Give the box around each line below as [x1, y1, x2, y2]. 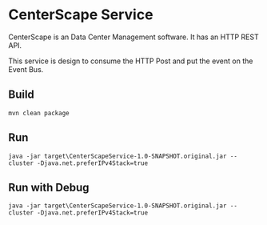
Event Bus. [8, 64, 44, 74]
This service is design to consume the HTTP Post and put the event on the [8, 56, 253, 66]
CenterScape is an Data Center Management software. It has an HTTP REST [8, 32, 259, 42]
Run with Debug [8, 180, 90, 194]
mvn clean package [8, 109, 70, 117]
